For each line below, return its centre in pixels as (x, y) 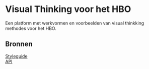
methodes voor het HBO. (31, 28)
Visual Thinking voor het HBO (68, 9)
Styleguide (16, 56)
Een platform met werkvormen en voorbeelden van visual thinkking (75, 23)
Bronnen (19, 44)
